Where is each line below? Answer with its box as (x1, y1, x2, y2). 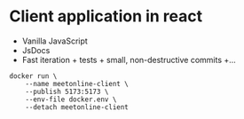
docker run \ (9, 71, 58, 81)
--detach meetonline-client (25, 102, 129, 112)
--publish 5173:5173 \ (25, 87, 109, 96)
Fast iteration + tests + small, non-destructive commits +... (21, 54, 237, 65)
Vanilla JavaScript (21, 36, 89, 46)
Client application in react (9, 6, 203, 27)
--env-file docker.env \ (25, 95, 117, 104)
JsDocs (21, 44, 51, 55)
